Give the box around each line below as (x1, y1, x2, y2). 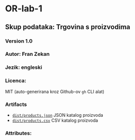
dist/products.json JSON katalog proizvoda (12, 112, 103, 118)
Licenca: (5, 77, 26, 84)
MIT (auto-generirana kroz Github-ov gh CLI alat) (5, 89, 105, 94)
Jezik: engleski (5, 64, 43, 71)
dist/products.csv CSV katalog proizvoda (12, 117, 98, 123)
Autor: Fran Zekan (5, 50, 50, 57)
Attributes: (5, 130, 32, 137)
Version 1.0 (5, 38, 33, 45)
